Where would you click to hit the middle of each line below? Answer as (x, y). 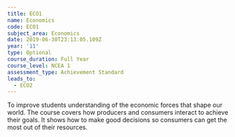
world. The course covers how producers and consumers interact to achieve (118, 113)
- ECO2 (23, 85)
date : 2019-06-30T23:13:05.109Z (54, 40)
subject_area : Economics (43, 33)
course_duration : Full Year (48, 59)
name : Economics (31, 20)
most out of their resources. (47, 127)
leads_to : (22, 79)
